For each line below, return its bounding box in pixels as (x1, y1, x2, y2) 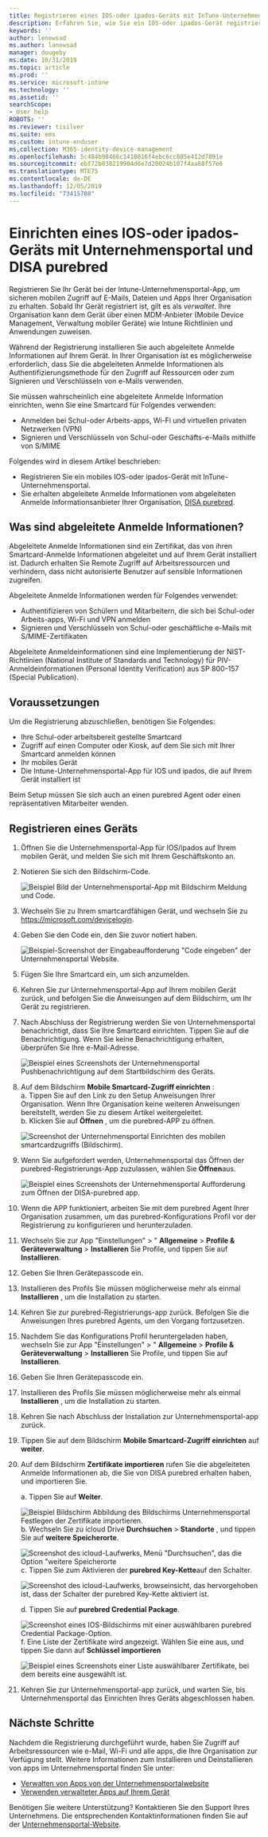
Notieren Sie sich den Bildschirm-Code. (20, 867, 150, 876)
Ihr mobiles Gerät (20, 758, 78, 767)
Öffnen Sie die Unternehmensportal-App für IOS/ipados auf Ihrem (20, 843, 237, 852)
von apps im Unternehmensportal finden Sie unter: (9, 1763, 175, 1772)
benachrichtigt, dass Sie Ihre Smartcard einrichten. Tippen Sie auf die (20, 1026, 250, 1035)
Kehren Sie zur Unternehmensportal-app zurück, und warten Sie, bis (20, 1685, 246, 1694)
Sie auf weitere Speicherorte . (20, 1533, 119, 1542)
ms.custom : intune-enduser (9, 137, 99, 146)
